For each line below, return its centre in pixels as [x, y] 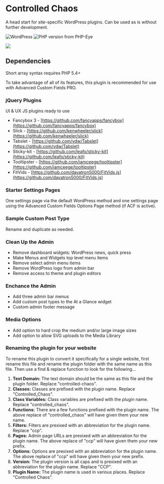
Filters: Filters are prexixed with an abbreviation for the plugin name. [82, 425]
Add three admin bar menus [41, 296]
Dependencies [28, 61]
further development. [27, 27]
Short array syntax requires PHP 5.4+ [43, 73]
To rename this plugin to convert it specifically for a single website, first [77, 358]
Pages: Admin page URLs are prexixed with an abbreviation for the [80, 436]
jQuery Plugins [24, 100]
